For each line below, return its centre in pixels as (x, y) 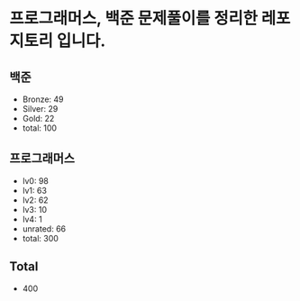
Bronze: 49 (43, 99)
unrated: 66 (44, 228)
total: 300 (40, 238)
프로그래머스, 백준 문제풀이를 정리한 (134, 18)
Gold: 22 (38, 119)
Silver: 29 (40, 109)
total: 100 (39, 128)
